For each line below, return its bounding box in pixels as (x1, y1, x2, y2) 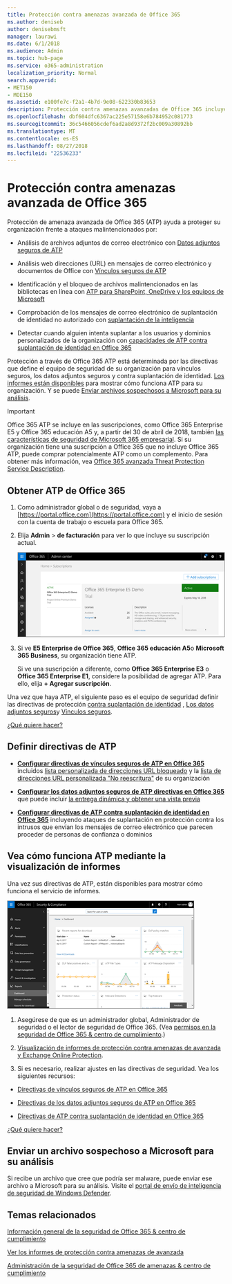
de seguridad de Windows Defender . (7, 1189, 112, 1198)
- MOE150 (7, 91, 32, 98)
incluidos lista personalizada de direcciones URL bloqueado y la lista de (17, 766, 222, 774)
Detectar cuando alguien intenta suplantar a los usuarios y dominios (17, 329, 211, 337)
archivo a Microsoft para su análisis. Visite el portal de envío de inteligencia (7, 1182, 222, 1190)
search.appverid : (7, 77, 57, 84)
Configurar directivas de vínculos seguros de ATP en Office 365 (17, 759, 205, 767)
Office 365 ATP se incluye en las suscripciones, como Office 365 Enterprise (7, 420, 223, 429)
